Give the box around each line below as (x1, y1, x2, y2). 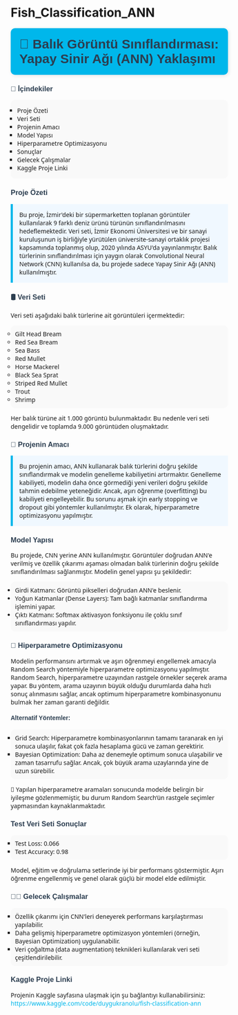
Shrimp (14, 395, 36, 404)
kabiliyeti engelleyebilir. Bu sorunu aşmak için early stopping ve (19, 494, 198, 504)
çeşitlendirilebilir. (14, 953, 63, 962)
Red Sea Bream (14, 337, 59, 346)
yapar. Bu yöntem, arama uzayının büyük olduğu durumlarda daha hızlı (10, 681, 212, 690)
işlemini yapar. (14, 602, 56, 611)
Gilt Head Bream (14, 329, 62, 338)
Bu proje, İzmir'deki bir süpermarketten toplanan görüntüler (19, 209, 191, 219)
